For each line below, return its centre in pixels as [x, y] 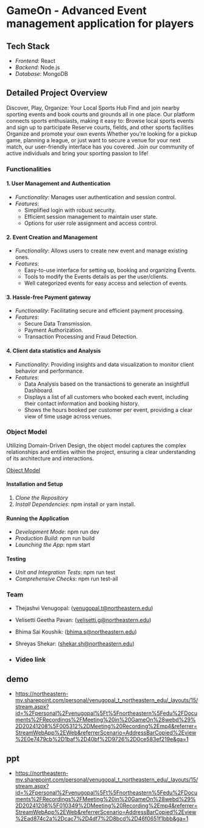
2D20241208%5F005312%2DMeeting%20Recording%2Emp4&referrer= [106, 726]
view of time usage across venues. [68, 416]
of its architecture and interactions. [50, 458]
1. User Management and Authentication [58, 183]
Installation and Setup [35, 484]
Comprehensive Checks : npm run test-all [67, 579]
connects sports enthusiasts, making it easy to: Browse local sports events [100, 120]
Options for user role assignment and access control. [91, 223]
